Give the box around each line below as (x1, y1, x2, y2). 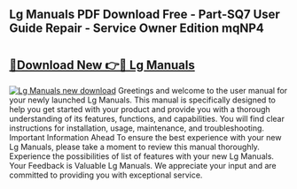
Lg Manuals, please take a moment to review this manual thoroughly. (9, 141, 260, 152)
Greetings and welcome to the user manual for (118, 86, 288, 95)
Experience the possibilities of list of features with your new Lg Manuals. (9, 151, 275, 162)
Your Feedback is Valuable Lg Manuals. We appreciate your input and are (9, 161, 277, 170)
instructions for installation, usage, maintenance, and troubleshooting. (9, 123, 264, 133)
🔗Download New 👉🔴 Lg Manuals (9, 57, 195, 72)
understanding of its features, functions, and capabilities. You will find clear (9, 114, 285, 124)
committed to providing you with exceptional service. (9, 170, 203, 180)
